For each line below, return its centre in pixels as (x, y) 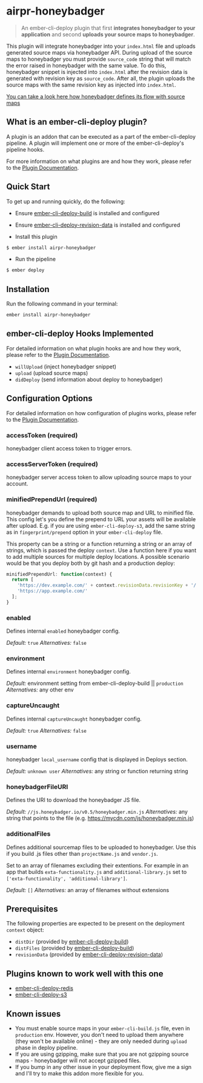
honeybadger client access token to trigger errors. (69, 448)
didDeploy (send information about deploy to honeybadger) (89, 379)
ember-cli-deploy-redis (44, 988)
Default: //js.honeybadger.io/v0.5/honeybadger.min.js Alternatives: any (97, 812)
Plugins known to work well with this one (85, 974)
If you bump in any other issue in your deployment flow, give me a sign (103, 1067)
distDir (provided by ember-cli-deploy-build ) (72, 942)
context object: (25, 930)
